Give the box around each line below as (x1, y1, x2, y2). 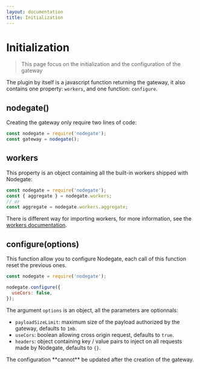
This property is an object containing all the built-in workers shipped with (6, 169, 189, 176)
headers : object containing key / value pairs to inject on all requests (15, 337, 182, 345)
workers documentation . (6, 222, 68, 229)
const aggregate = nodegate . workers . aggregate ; (6, 204, 129, 210)
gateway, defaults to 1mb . (15, 325, 77, 332)
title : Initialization (6, 15, 63, 21)
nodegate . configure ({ (6, 284, 61, 290)
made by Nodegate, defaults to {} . (15, 344, 101, 351)
